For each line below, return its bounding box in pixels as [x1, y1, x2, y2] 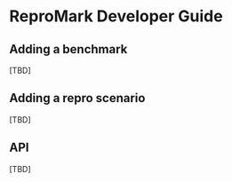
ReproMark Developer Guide [9, 6, 224, 27]
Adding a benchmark [9, 42, 128, 57]
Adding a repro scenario [9, 91, 146, 106]
